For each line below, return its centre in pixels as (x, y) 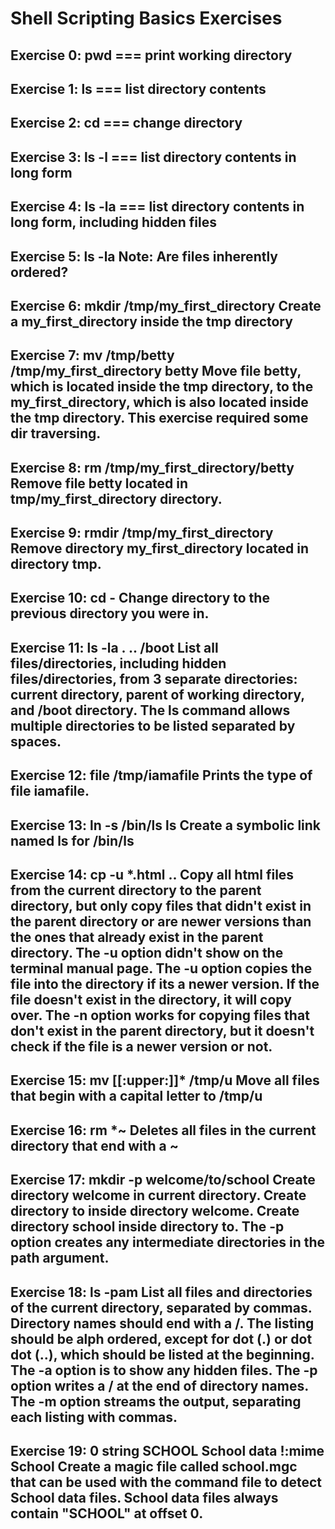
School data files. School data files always (144, 1498)
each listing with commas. (94, 1417)
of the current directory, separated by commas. (161, 1307)
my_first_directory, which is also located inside (159, 402)
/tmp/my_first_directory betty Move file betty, (156, 371)
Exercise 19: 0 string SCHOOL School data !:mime (167, 1451)
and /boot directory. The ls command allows (150, 710)
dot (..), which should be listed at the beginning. (162, 1354)
